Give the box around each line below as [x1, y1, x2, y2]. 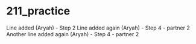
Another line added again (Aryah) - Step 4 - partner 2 [6, 30, 139, 37]
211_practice [6, 4, 71, 18]
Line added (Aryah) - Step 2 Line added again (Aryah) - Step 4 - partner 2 [6, 24, 190, 31]
